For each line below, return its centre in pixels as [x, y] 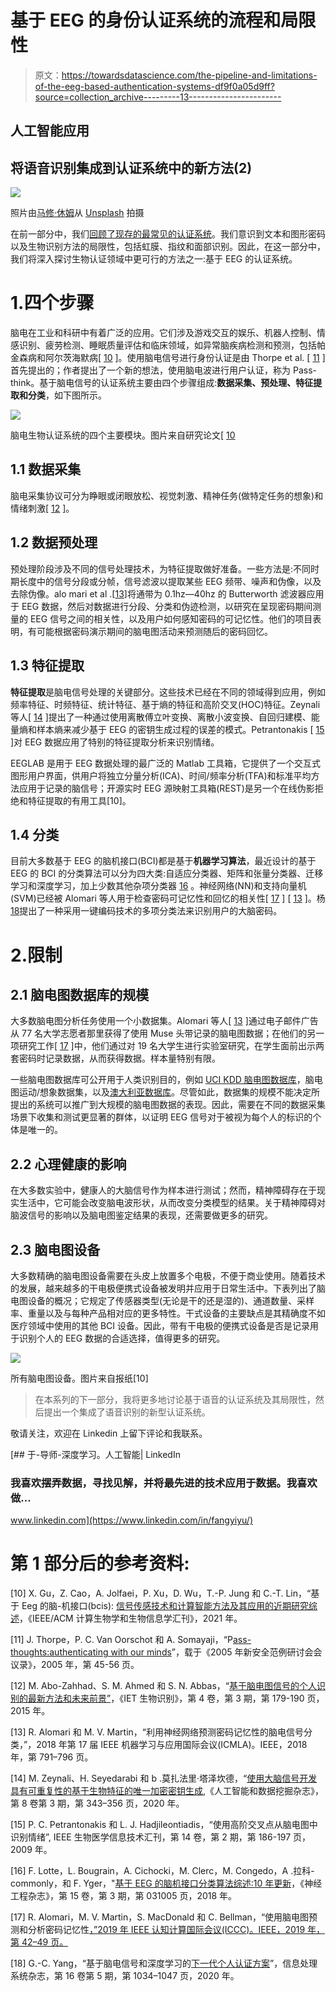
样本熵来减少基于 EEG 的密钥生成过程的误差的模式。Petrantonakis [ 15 [180, 729]
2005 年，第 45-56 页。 [90, 1665]
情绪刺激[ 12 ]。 [42, 508]
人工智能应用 [50, 131]
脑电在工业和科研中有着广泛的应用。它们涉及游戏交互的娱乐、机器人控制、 [163, 333]
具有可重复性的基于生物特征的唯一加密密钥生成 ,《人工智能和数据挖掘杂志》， [167, 1791]
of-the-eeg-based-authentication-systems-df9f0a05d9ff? [154, 86]
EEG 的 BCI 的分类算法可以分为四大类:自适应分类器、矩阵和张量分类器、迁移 [167, 873]
